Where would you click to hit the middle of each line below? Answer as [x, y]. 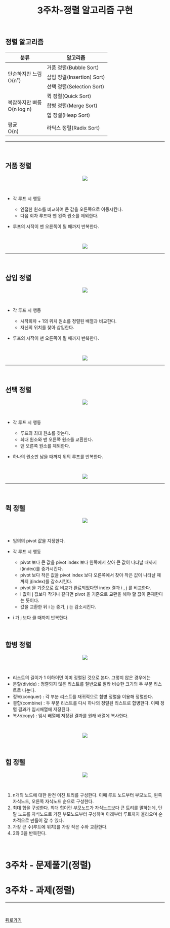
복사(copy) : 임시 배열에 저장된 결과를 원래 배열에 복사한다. [71, 715]
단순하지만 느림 [25, 74]
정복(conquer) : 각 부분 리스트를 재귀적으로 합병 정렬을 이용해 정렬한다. [83, 696]
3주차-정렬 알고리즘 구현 [85, 10]
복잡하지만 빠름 [25, 102]
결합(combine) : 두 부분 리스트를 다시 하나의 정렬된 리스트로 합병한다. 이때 [86, 703]
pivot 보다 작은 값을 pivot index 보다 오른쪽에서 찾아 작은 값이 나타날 [88, 575]
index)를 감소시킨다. [52, 581]
